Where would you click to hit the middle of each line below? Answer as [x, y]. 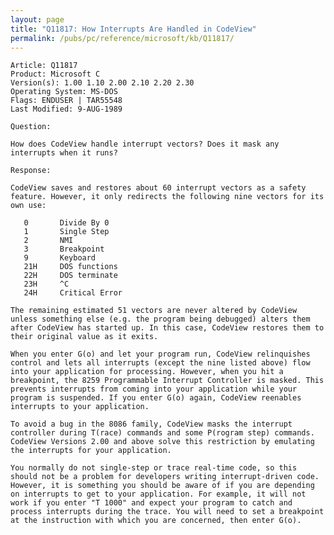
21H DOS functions [70, 267]
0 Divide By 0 [66, 223]
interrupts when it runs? [64, 153]
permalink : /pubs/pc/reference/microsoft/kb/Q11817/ [122, 38]
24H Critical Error [73, 293]
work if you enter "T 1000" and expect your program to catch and [151, 503]
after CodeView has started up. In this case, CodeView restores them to [167, 328]
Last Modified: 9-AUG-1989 [66, 109]
